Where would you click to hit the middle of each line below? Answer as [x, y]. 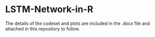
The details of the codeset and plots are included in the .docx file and [78, 23]
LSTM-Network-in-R [49, 9]
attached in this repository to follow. [43, 28]
